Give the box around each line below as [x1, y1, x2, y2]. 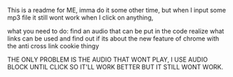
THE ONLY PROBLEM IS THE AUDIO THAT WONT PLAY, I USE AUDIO [7, 55, 208, 64]
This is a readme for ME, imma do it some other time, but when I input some [7, 6, 227, 14]
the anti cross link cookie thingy [7, 42, 100, 50]
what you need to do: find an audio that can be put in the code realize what [7, 27, 225, 35]
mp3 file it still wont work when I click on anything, [7, 13, 154, 22]
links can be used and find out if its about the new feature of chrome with [7, 34, 220, 43]
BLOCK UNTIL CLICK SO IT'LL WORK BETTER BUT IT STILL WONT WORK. [7, 63, 224, 71]
